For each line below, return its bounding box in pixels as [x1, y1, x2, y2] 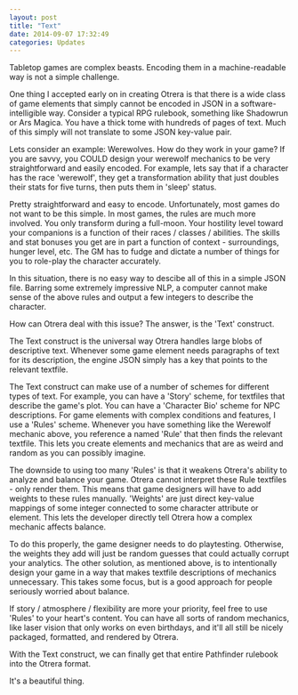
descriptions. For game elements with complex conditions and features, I [9, 410, 276, 421]
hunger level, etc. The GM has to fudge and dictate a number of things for [9, 246, 280, 257]
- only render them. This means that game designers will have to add [9, 484, 262, 495]
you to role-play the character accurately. [9, 255, 162, 267]
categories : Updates [9, 37, 86, 47]
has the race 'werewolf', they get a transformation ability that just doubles [9, 173, 279, 183]
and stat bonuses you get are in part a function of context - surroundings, [9, 237, 279, 247]
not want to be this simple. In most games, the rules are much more [9, 208, 256, 219]
